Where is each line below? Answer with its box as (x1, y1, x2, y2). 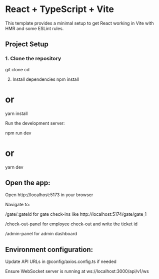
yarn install (5, 110, 28, 116)
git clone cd (5, 66, 30, 72)
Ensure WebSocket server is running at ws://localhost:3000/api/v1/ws (5, 268, 149, 274)
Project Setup (5, 40, 49, 49)
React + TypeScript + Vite (5, 4, 114, 15)
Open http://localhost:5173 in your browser (5, 192, 93, 198)
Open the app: (5, 178, 50, 187)
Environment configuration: (5, 245, 93, 254)
